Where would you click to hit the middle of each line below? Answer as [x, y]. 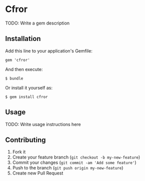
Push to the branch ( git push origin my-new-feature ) [68, 168]
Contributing [25, 140]
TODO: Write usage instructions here [43, 124]
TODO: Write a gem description [37, 23]
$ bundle [14, 78]
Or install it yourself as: [29, 87]
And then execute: [24, 69]
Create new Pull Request [38, 173]
